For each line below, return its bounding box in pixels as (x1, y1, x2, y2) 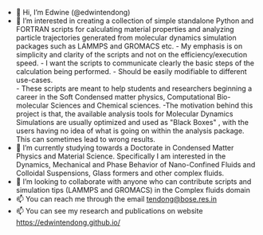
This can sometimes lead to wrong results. (15, 135, 155, 143)
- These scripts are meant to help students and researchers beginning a (15, 84, 253, 93)
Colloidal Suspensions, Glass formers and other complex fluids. (15, 168, 225, 178)
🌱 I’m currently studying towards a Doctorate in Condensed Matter (15, 143, 234, 152)
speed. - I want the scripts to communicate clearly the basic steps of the (15, 58, 255, 68)
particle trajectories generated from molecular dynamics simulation (15, 33, 237, 42)
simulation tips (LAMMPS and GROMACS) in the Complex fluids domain (15, 186, 251, 194)
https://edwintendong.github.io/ (15, 217, 121, 227)
